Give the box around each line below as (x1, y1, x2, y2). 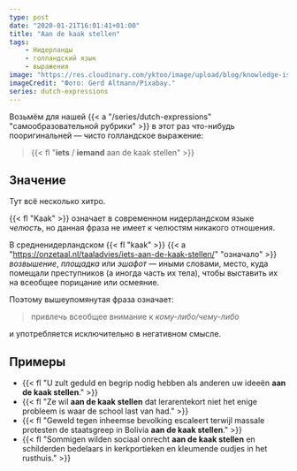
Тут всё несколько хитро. (9, 196, 106, 207)
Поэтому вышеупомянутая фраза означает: (9, 294, 174, 305)
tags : (9, 37, 29, 47)
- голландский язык (25, 54, 97, 63)
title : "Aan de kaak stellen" (9, 29, 121, 38)
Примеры (9, 354, 66, 369)
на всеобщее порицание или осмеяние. (9, 277, 160, 288)
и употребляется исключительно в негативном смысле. (9, 329, 222, 339)
